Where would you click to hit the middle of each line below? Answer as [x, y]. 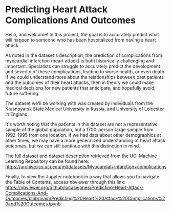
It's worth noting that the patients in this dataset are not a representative [81, 124]
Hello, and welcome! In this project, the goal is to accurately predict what [82, 34]
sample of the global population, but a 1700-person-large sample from [79, 130]
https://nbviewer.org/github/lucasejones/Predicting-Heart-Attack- [75, 187]
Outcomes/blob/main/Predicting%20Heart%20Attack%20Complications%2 [85, 198]
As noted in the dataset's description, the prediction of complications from [84, 55]
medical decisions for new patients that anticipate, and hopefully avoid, [80, 88]
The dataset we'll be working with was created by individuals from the [79, 103]
